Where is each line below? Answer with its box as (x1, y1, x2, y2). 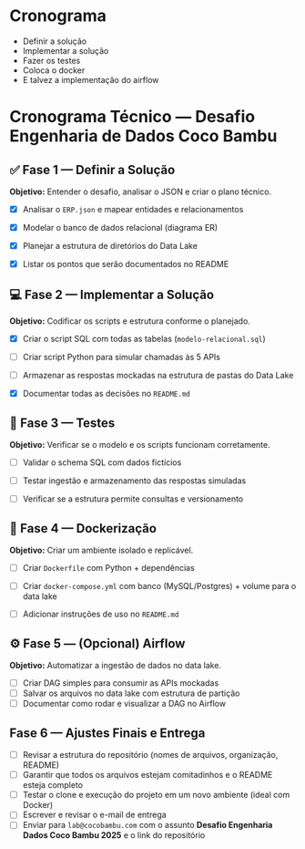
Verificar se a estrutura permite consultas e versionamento (22, 493, 244, 504)
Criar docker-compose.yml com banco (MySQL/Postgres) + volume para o (22, 581, 297, 592)
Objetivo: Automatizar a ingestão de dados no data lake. (9, 660, 221, 671)
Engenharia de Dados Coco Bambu (9, 126, 278, 147)
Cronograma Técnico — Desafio (9, 107, 256, 128)
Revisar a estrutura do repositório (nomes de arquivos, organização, (22, 750, 279, 761)
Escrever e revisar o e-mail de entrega (22, 809, 167, 821)
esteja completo (22, 780, 84, 791)
